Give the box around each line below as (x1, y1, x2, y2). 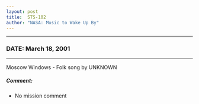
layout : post (6, 8, 38, 15)
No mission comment (14, 92, 67, 99)
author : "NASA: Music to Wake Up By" (6, 19, 99, 25)
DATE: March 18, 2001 (6, 45, 70, 53)
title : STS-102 (6, 14, 46, 20)
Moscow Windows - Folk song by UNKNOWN (6, 63, 117, 71)
